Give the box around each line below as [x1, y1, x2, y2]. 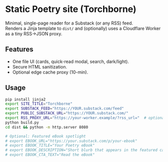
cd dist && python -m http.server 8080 [5, 124, 88, 129]
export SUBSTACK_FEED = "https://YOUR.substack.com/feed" [5, 106, 124, 111]
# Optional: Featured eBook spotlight [5, 133, 86, 138]
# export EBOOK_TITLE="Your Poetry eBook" [5, 143, 95, 148]
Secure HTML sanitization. [12, 63, 67, 69]
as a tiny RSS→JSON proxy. [5, 30, 62, 36]
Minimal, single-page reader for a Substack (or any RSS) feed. [5, 20, 133, 26]
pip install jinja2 [5, 96, 46, 102]
